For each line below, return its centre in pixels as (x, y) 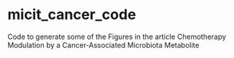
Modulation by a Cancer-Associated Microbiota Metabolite (103, 44)
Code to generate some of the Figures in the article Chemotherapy (117, 37)
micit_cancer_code (72, 15)
